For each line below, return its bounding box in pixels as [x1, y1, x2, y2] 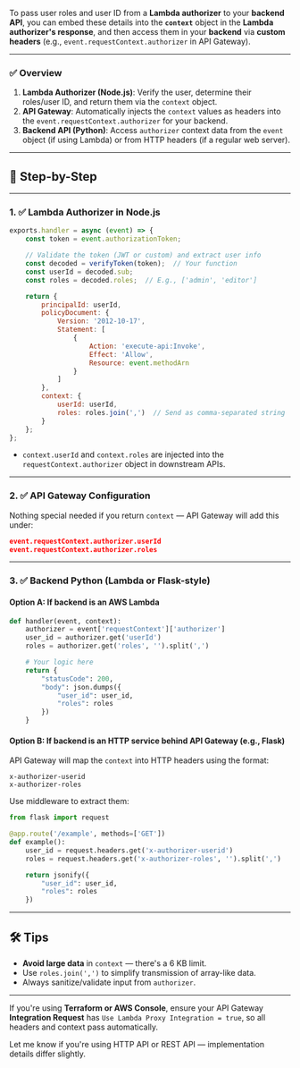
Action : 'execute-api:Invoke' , [88, 342, 205, 351]
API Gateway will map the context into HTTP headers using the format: [9, 755, 270, 766]
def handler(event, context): [9, 616, 122, 625]
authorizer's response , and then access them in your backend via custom [9, 27, 286, 37]
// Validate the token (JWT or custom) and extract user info [25, 250, 262, 260]
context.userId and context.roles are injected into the [21, 449, 225, 460]
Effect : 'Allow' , [88, 350, 154, 359]
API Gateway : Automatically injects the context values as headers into [21, 106, 281, 117]
